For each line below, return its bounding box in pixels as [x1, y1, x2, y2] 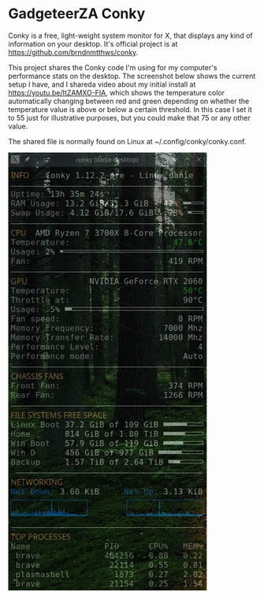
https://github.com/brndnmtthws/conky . [8, 47, 139, 57]
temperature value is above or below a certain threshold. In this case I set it [8, 104, 252, 114]
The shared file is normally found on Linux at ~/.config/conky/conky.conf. [8, 136, 247, 146]
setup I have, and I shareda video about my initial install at [8, 80, 196, 89]
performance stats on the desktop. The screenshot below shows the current [8, 71, 256, 80]
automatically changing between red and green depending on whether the [8, 96, 250, 106]
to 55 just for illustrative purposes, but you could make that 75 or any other [8, 113, 251, 122]
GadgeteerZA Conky [8, 5, 146, 23]
